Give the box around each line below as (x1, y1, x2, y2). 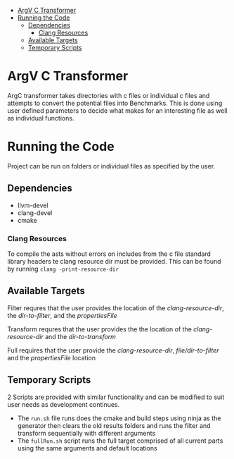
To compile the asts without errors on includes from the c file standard (7, 250, 211, 258)
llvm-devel (17, 201, 48, 209)
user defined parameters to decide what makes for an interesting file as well (7, 106, 228, 115)
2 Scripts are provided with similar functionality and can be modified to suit (7, 393, 225, 401)
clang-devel (17, 208, 53, 217)
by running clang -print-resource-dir (7, 264, 119, 273)
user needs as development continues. (7, 400, 120, 408)
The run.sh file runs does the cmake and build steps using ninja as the (17, 414, 221, 422)
